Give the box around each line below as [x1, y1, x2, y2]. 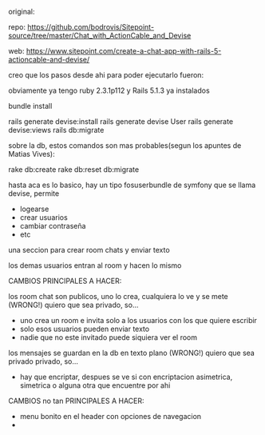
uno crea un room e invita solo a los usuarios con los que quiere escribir [19, 316, 258, 325]
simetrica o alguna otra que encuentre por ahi [19, 381, 171, 390]
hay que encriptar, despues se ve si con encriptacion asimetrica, [19, 372, 233, 381]
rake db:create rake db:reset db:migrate [8, 165, 140, 174]
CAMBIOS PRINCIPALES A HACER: [8, 276, 122, 285]
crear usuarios [19, 213, 68, 222]
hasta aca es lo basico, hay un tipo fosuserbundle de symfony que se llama [8, 180, 256, 190]
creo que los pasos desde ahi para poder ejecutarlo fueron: [8, 70, 204, 79]
